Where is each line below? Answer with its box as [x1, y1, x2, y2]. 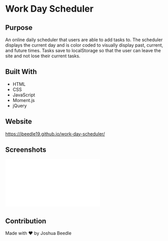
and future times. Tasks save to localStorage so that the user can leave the [5, 48, 161, 53]
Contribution [5, 217, 47, 225]
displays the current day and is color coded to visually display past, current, [5, 42, 163, 48]
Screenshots [5, 146, 47, 154]
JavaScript [12, 92, 35, 98]
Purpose [5, 23, 33, 32]
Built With [5, 67, 37, 76]
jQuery [12, 102, 27, 109]
